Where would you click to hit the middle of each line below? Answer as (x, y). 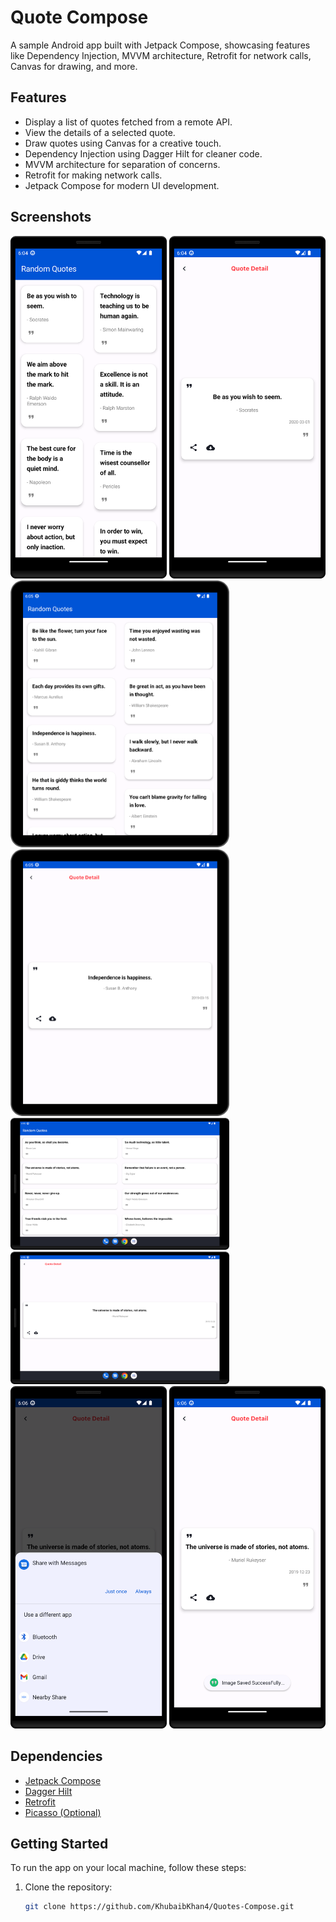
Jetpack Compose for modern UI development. (122, 185)
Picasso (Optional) (63, 1812)
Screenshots (51, 217)
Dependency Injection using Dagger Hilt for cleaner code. (143, 153)
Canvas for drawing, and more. (74, 66)
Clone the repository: (68, 1887)
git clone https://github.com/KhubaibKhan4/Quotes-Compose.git (159, 1907)
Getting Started (59, 1843)
